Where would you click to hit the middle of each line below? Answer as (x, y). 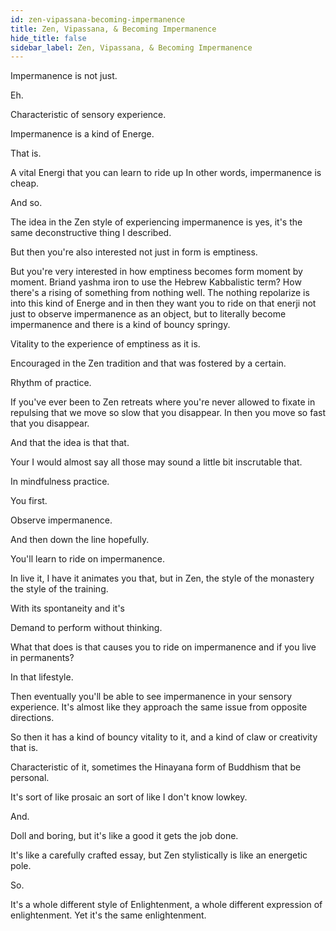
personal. (30, 778)
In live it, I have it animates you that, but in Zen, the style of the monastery (162, 578)
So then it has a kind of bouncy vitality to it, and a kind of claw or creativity (164, 737)
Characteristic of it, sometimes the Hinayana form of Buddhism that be (156, 767)
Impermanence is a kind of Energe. (82, 134)
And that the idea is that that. (70, 443)
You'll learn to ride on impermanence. (88, 559)
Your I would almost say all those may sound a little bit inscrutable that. (156, 462)
